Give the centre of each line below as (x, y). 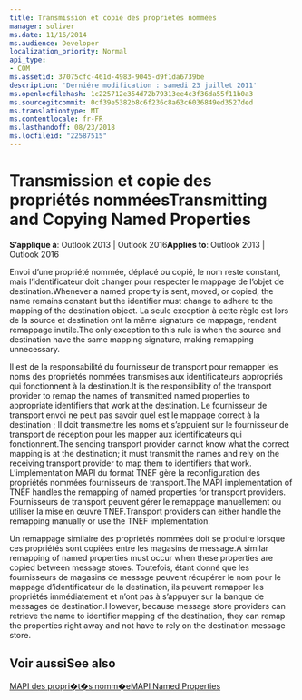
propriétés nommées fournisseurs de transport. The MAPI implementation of (151, 482)
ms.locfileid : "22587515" (58, 136)
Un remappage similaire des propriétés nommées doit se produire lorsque (147, 538)
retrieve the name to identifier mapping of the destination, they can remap (147, 616)
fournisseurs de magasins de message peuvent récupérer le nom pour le (146, 577)
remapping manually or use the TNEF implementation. (110, 521)
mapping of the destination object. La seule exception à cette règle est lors (149, 311)
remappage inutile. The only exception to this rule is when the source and (146, 330)
